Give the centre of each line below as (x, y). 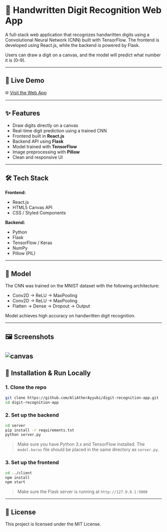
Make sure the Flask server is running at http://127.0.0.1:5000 (82, 492)
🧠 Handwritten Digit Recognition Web (83, 10)
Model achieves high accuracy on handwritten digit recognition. (70, 316)
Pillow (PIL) (24, 254)
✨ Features (23, 114)
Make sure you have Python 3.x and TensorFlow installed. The (81, 444)
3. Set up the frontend (32, 463)
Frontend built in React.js (38, 136)
